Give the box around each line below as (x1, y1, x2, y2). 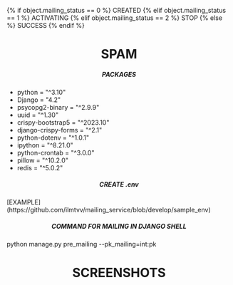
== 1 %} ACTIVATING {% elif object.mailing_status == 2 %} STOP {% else (6, 14, 222, 22)
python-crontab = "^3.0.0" (16, 149, 95, 157)
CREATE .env (98, 180, 140, 188)
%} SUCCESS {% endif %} (6, 21, 85, 29)
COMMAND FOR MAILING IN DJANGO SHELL (51, 222, 187, 230)
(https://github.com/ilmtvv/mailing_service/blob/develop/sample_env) (6, 206, 211, 214)
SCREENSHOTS (72, 265, 166, 281)
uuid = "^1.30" (16, 110, 58, 120)
